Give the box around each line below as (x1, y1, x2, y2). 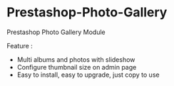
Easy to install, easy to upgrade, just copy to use (16, 70, 160, 79)
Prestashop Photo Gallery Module (6, 28, 106, 36)
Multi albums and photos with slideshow (16, 55, 135, 64)
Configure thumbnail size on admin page (16, 63, 137, 71)
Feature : (6, 41, 33, 50)
